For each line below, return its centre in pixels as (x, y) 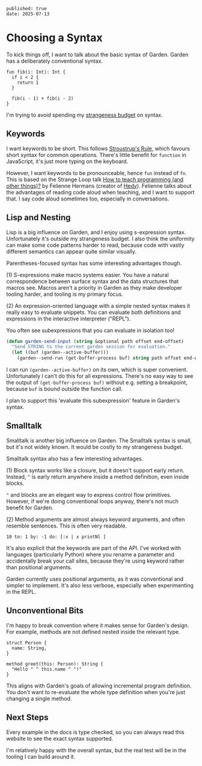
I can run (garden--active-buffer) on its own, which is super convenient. (97, 370)
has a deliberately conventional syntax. (55, 61)
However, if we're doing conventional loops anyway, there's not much (92, 501)
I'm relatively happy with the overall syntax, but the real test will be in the (96, 750)
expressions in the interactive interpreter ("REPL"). (69, 318)
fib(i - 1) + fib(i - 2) (43, 98)
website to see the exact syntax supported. (60, 738)
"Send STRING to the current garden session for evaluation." (91, 347)
